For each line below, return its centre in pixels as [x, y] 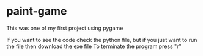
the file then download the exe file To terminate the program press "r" [94, 46]
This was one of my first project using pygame [65, 28]
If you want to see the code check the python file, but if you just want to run [102, 40]
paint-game [37, 11]
